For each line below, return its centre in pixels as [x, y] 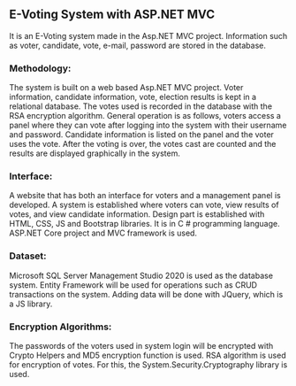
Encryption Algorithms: [61, 327]
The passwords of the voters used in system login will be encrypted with [141, 346]
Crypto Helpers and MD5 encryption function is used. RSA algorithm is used [148, 355]
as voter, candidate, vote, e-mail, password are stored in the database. [138, 45]
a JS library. [31, 304]
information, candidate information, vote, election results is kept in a [133, 97]
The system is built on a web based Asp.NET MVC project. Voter [126, 88]
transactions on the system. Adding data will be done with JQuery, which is [146, 294]
